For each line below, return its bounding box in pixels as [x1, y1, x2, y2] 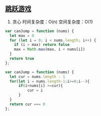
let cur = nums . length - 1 [9, 74, 65, 79]
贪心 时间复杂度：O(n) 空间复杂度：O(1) [12, 19, 93, 25]
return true [9, 56, 35, 61]
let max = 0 [9, 33, 35, 38]
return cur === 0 [9, 102, 46, 107]
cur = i [27, 88, 43, 93]
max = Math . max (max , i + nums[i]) [14, 47, 85, 52]
